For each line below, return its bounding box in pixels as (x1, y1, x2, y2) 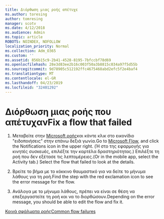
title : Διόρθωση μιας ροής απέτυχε (5, 7, 78, 12)
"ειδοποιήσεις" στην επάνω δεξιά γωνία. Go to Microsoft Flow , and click (12, 138, 159, 144)
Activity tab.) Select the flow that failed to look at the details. (12, 159, 135, 165)
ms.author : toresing (5, 12, 48, 17)
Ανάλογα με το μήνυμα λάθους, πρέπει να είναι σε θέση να (12, 188, 135, 194)
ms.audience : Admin (5, 30, 45, 35)
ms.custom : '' (5, 53, 34, 58)
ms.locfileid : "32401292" (5, 85, 58, 90)
